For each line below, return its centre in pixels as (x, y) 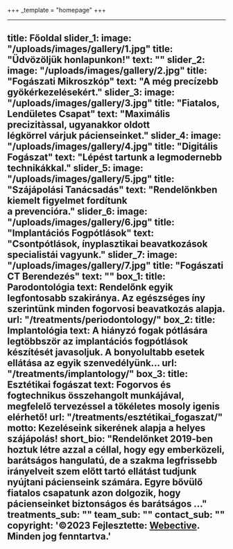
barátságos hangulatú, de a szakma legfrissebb (112, 461)
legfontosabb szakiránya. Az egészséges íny (106, 298)
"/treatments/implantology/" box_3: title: (98, 374)
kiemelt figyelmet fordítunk (67, 201)
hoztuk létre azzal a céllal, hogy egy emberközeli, (116, 450)
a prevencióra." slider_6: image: (77, 212)
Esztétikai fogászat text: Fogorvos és (89, 385)
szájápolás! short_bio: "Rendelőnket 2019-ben (110, 439)
